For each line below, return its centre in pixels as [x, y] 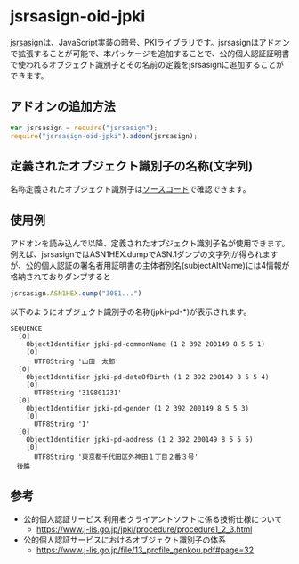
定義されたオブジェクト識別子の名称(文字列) [131, 166]
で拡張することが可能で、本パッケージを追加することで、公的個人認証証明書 [150, 53]
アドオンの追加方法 [63, 107]
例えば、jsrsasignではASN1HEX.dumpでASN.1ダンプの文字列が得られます [144, 254]
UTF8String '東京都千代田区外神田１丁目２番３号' [116, 457]
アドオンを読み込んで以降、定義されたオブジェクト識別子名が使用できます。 [150, 244]
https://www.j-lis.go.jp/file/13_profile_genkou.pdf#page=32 [145, 550]
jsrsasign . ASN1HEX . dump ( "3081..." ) [76, 294]
